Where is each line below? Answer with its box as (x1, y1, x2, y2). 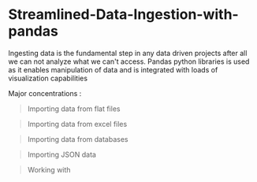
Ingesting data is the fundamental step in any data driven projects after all (8, 48, 248, 58)
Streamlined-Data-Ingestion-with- (8, 6, 239, 24)
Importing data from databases (27, 134, 128, 143)
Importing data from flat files (27, 104, 121, 113)
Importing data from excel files (27, 119, 128, 128)
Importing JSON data (27, 150, 97, 159)
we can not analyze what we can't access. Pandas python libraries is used (8, 57, 250, 66)
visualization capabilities (8, 73, 88, 83)
